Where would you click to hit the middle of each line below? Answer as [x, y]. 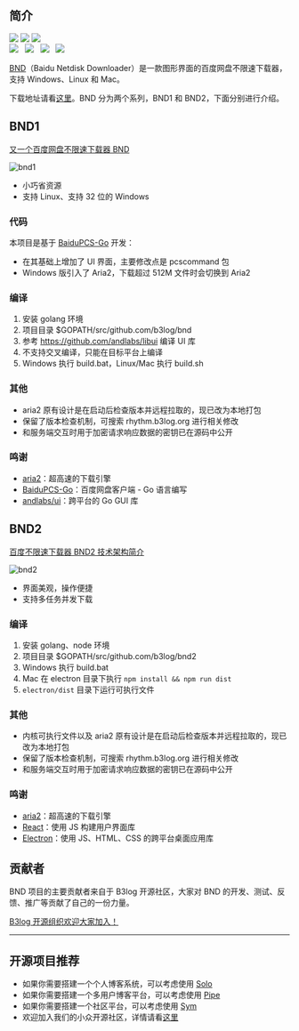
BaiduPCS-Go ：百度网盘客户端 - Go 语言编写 [105, 489]
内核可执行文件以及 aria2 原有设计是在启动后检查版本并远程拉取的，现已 [154, 736]
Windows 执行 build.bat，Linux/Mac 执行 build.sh [113, 364]
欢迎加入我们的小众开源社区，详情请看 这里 [100, 1018]
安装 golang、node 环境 [66, 645]
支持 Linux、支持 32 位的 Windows [85, 196]
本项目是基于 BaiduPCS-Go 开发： [72, 242]
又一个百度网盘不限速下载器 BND [69, 149]
